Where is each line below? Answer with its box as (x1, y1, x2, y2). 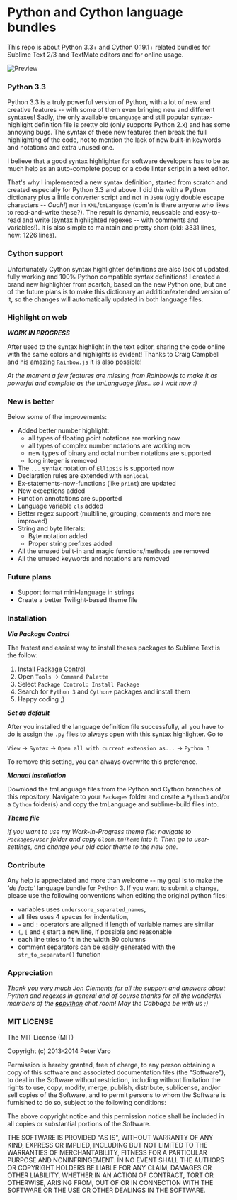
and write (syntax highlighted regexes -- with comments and (22, 216, 199, 224)
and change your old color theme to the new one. (34, 842, 178, 851)
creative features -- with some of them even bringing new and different (7, 106, 215, 114)
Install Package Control (17, 665, 86, 673)
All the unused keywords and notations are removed (17, 555, 170, 563)
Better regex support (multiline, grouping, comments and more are (17, 509, 212, 518)
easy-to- (195, 209, 221, 217)
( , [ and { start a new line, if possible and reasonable (17, 928, 172, 936)
